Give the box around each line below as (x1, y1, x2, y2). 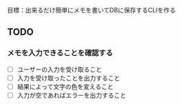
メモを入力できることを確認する (7, 48, 114, 58)
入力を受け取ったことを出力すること (17, 74, 121, 82)
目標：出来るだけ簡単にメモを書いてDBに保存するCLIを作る (7, 6, 176, 14)
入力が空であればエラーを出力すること (17, 91, 126, 99)
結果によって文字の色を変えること (17, 82, 114, 91)
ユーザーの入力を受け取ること (17, 65, 102, 74)
